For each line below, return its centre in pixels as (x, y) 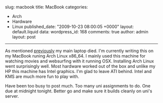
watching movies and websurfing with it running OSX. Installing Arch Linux (80, 61)
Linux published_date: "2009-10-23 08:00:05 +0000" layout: (73, 27)
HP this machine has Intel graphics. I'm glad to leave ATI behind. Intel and (78, 71)
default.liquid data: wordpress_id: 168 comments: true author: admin (80, 32)
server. (12, 96)
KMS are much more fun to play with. (42, 76)
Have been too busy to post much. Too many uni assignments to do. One (78, 86)
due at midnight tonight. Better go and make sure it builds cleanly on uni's (79, 91)
